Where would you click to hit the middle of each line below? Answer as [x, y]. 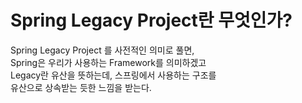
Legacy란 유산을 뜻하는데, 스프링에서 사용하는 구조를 [113, 75]
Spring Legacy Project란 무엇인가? [151, 20]
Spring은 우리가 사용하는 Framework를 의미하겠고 [108, 62]
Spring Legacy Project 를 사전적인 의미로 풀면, [102, 50]
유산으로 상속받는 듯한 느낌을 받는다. [81, 87]
